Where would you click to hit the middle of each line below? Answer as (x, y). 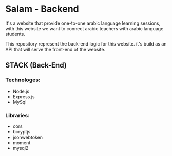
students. (15, 34)
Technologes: (23, 80)
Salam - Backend (42, 9)
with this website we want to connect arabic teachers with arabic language (84, 28)
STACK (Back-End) (36, 65)
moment (22, 142)
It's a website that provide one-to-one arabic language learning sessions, (83, 23)
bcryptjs (22, 131)
